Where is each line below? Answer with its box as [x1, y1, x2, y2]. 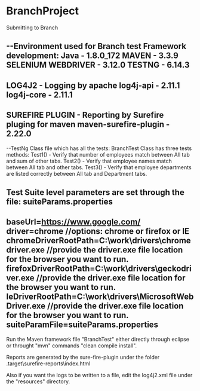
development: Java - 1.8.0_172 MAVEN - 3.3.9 [6, 51, 179, 61]
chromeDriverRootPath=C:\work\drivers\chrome [6, 236, 191, 246]
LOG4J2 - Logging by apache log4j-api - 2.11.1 [6, 80, 180, 90]
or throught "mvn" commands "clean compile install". [6, 342, 137, 349]
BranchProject [6, 4, 79, 18]
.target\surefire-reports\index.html [6, 360, 91, 367]
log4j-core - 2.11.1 [6, 90, 73, 100]
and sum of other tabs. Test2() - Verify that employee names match [6, 157, 172, 164]
